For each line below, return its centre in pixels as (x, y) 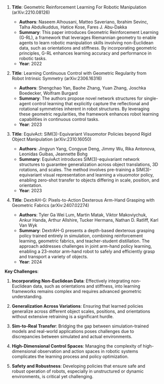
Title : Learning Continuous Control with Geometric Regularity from (79, 73)
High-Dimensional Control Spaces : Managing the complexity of (77, 346)
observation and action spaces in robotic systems (88, 351)
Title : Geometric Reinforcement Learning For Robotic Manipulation (79, 7)
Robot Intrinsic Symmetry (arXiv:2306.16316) (57, 78)
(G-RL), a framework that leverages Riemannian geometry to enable (88, 37)
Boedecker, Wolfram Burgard (48, 93)
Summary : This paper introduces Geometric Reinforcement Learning (89, 32)
